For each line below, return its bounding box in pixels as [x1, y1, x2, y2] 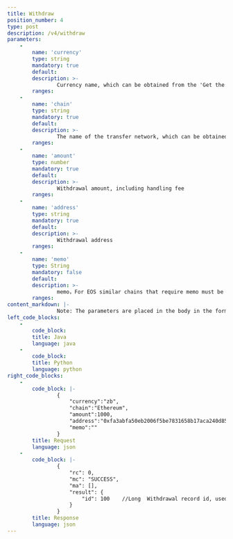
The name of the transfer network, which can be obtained [56, 133, 228, 140]
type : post [7, 23, 39, 30]
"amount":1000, [69, 411, 113, 418]
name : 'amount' [32, 152, 76, 160]
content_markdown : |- [7, 301, 70, 308]
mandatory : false [32, 268, 82, 275]
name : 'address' [32, 204, 79, 211]
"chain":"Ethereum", [69, 405, 129, 412]
